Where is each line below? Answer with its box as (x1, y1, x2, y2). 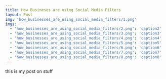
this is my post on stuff (5, 68, 53, 74)
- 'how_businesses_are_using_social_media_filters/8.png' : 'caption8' (10, 54, 162, 60)
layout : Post (5, 12, 33, 17)
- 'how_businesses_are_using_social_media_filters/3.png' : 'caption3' (10, 31, 162, 36)
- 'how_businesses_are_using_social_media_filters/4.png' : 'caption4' (10, 36, 162, 41)
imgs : (5, 21, 17, 27)
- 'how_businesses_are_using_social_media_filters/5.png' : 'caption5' (10, 41, 162, 46)
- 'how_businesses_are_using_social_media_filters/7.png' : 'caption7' (10, 50, 162, 55)
